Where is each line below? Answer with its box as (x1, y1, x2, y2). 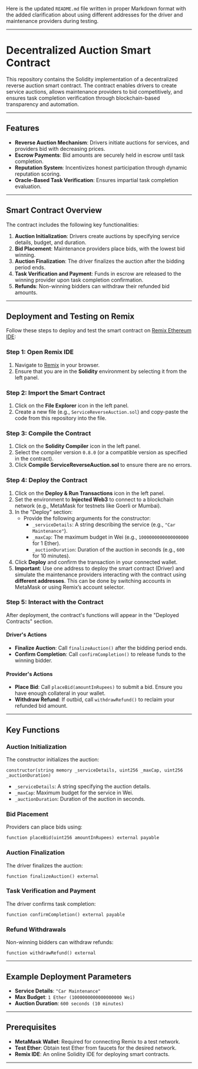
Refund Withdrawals (6, 925, 67, 933)
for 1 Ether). (32, 539, 61, 547)
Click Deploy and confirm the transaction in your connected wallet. (14, 558, 178, 565)
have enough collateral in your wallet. (14, 689, 106, 697)
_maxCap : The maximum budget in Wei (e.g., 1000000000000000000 (32, 533, 189, 540)
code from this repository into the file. (14, 414, 107, 421)
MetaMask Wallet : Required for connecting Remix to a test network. (14, 1038, 181, 1045)
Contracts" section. (6, 618, 54, 625)
